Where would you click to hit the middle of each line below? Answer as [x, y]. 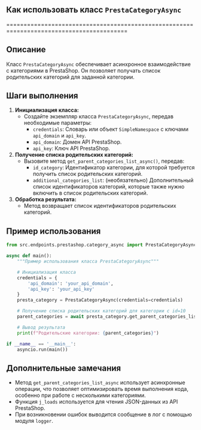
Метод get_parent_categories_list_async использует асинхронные [100, 383]
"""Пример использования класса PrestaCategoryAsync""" [88, 261]
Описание [26, 50]
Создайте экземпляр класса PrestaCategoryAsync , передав [98, 117]
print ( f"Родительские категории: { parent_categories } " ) [88, 333]
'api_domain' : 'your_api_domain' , [71, 283]
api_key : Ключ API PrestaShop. [71, 148]
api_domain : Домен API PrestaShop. [77, 142]
